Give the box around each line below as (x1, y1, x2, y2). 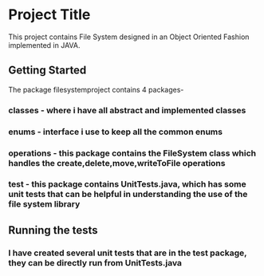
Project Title (8, 6, 91, 24)
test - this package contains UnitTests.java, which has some (8, 179, 246, 190)
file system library (8, 199, 81, 210)
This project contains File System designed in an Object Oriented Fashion (8, 32, 250, 41)
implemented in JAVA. (8, 40, 81, 49)
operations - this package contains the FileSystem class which (8, 148, 257, 159)
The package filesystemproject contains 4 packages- (8, 85, 184, 94)
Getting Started (8, 64, 87, 77)
